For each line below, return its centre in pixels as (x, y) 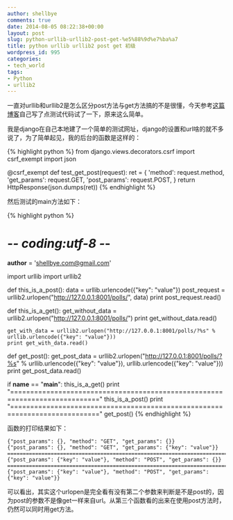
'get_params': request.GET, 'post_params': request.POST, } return (101, 180)
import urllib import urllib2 (44, 276)
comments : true (29, 20)
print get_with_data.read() (48, 343)
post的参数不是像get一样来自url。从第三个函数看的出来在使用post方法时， (119, 501)
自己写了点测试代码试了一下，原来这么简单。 (83, 114)
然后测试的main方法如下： (44, 202)
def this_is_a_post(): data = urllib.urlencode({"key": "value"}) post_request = (116, 290)
